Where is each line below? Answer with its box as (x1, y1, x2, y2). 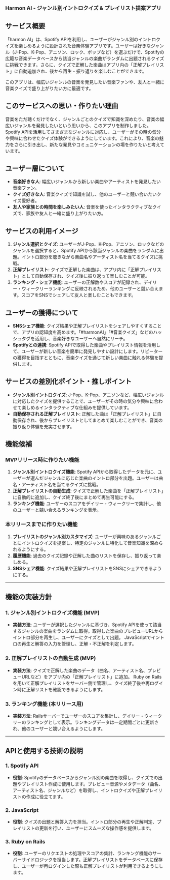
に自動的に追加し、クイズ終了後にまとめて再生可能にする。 (12, 494, 137, 501)
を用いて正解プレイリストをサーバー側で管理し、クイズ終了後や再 (12, 680, 150, 686)
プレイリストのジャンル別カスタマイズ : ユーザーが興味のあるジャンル (12, 533, 157, 540)
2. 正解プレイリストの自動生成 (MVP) (5, 655, 96, 662)
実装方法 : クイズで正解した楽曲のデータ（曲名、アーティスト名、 (12, 667, 148, 673)
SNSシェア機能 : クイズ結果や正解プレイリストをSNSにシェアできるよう (12, 565, 162, 571)
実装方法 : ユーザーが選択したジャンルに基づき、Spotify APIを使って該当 (12, 622, 162, 628)
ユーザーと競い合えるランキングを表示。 (17, 507, 101, 513)
